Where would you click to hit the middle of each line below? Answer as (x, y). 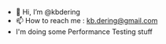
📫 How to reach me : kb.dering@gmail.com (87, 20)
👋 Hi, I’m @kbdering (48, 12)
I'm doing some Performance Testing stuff (84, 32)
